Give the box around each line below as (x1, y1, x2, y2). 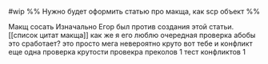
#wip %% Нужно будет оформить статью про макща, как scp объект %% (8, 7, 260, 16)
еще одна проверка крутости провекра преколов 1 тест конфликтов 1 (8, 47, 246, 56)
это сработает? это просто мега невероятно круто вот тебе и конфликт (8, 39, 254, 48)
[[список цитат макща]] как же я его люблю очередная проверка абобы (8, 31, 256, 40)
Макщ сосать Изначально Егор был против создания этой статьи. (8, 22, 234, 31)
